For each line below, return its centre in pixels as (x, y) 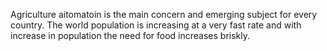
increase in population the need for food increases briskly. (130, 35)
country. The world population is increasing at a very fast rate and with (156, 25)
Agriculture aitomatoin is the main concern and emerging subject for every (164, 14)
